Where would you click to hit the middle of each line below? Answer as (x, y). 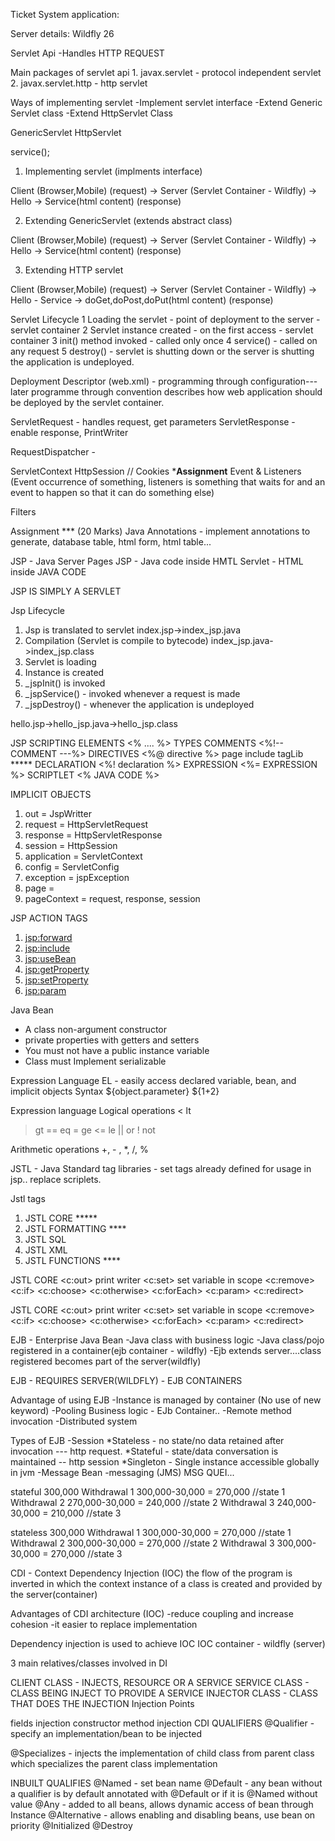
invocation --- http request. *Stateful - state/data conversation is (144, 1451)
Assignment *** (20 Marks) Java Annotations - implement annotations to (160, 531)
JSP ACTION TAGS (49, 918)
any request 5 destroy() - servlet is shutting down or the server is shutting (162, 351)
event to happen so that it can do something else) (112, 492)
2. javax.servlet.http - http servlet (79, 83)
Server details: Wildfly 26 (62, 33)
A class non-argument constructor (96, 1029)
